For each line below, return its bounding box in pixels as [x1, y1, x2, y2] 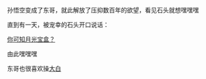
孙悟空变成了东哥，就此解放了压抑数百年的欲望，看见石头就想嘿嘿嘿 [7, 6, 199, 14]
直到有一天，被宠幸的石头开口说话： [7, 21, 110, 29]
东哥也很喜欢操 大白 [7, 65, 62, 72]
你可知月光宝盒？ [7, 35, 55, 43]
